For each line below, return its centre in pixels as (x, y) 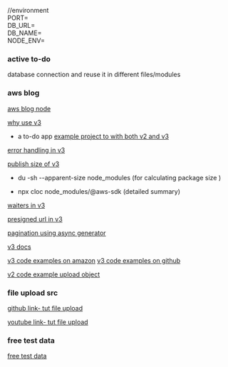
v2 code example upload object (54, 274)
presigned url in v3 (35, 219)
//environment (28, 10)
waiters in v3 (26, 205)
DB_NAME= (25, 33)
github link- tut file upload (45, 308)
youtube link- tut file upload (48, 322)
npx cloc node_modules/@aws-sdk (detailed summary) (99, 191)
